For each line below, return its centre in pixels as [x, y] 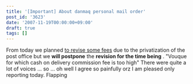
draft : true [21, 28]
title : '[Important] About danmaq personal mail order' [76, 11]
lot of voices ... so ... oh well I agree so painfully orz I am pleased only [90, 69]
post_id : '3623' [26, 17]
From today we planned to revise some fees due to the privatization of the [96, 50]
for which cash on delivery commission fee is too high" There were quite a [96, 63]
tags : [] [17, 33]
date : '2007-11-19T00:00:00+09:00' [50, 22]
